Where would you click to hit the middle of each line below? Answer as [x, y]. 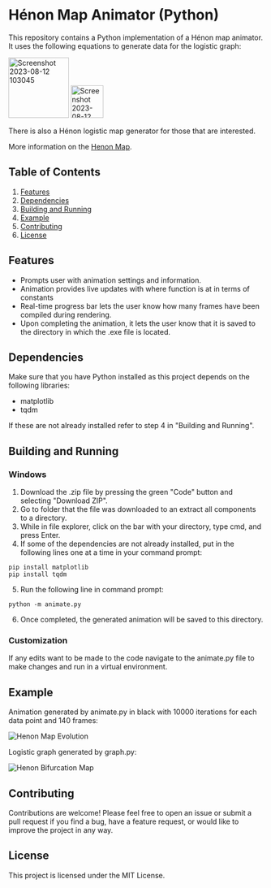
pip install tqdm [38, 574]
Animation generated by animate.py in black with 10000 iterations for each [133, 712]
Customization [38, 640]
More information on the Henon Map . [70, 146]
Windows [28, 474]
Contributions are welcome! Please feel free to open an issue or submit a [130, 812]
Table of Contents [55, 172]
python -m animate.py [45, 604]
